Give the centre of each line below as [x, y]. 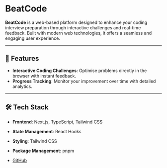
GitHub [20, 160]
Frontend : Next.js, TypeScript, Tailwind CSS [57, 122]
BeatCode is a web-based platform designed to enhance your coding [76, 22]
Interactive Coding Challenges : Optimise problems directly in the [80, 71]
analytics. [22, 86]
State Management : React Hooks [47, 131]
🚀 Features [22, 58]
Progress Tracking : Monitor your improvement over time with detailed [84, 81]
